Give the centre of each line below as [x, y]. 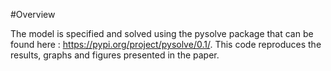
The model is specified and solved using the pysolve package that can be [162, 33]
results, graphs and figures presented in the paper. [115, 55]
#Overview [33, 14]
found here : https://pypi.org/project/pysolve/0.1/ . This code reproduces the [166, 44]
